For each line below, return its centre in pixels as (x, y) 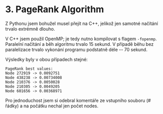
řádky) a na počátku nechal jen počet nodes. (52, 106)
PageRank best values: (29, 69)
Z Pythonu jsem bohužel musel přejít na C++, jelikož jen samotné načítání (82, 23)
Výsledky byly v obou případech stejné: (47, 59)
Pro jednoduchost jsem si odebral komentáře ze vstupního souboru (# (78, 100)
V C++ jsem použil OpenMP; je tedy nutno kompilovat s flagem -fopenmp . (81, 39)
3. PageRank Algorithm (55, 9)
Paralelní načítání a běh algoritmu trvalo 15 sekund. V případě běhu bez (79, 44)
